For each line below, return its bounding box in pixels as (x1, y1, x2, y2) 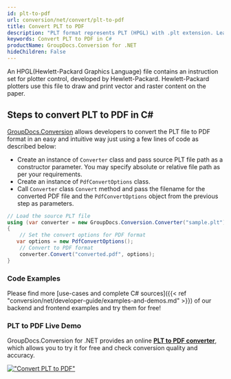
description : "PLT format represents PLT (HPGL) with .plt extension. (7, 29, 214, 36)
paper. (7, 89, 25, 97)
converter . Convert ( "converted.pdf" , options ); (19, 250, 155, 258)
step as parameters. (16, 199, 74, 207)
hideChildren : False (7, 49, 67, 56)
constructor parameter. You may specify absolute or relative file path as (16, 162, 221, 171)
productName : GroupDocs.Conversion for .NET (7, 42, 137, 49)
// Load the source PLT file (7, 213, 91, 219)
